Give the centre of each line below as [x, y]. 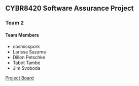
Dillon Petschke [29, 57]
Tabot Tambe [26, 63]
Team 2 [15, 23]
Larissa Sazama [29, 52]
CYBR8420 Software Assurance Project [69, 8]
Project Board [20, 78]
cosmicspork [26, 46]
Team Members [22, 35]
